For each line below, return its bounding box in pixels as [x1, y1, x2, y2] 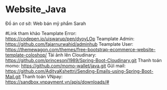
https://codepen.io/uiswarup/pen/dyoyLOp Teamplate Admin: [5, 36, 135, 42]
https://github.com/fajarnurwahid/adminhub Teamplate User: [5, 41, 134, 47]
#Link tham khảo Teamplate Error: [5, 30, 77, 36]
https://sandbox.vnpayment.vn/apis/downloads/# [5, 79, 110, 85]
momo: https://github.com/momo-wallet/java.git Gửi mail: [5, 63, 126, 69]
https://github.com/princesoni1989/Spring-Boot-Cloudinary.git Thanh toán [5, 57, 162, 63]
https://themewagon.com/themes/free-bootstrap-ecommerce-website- [5, 46, 156, 52]
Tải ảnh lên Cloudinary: [47, 52, 97, 58]
